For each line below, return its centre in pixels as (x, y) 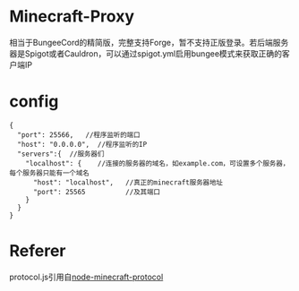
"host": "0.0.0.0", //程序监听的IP (82, 144)
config (34, 102)
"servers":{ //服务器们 (61, 154)
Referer (38, 251)
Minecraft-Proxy (72, 17)
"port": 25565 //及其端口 (97, 192)
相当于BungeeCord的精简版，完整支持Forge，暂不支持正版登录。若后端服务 (149, 42)
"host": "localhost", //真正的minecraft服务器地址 (128, 182)
